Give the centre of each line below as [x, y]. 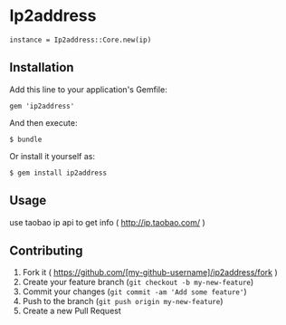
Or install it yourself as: [52, 156]
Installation [42, 67]
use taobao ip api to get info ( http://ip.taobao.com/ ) [107, 222]
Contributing [46, 250]
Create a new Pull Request [72, 311]
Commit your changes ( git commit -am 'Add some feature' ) [134, 292]
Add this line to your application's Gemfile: [88, 89]
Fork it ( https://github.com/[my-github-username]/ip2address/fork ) [150, 272]
